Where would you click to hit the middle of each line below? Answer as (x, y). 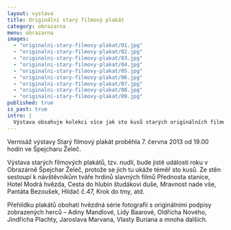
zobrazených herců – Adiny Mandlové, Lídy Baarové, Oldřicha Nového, (107, 212)
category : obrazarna (37, 26)
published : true (30, 103)
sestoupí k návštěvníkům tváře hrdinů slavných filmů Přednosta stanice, (109, 176)
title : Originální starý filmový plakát (66, 20)
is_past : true (27, 109)
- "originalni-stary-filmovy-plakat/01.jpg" (78, 45)
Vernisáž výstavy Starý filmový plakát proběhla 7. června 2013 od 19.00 (108, 141)
